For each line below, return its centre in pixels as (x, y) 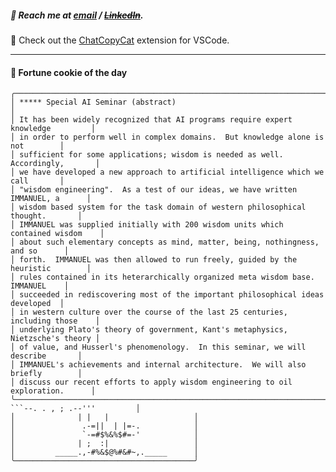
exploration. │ (53, 391)
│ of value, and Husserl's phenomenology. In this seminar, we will (158, 347)
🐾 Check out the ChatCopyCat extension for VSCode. (120, 40)
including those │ (55, 321)
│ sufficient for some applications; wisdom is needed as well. (147, 155)
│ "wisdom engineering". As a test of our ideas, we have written (154, 190)
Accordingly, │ (55, 164)
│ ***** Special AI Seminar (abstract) (93, 102)
